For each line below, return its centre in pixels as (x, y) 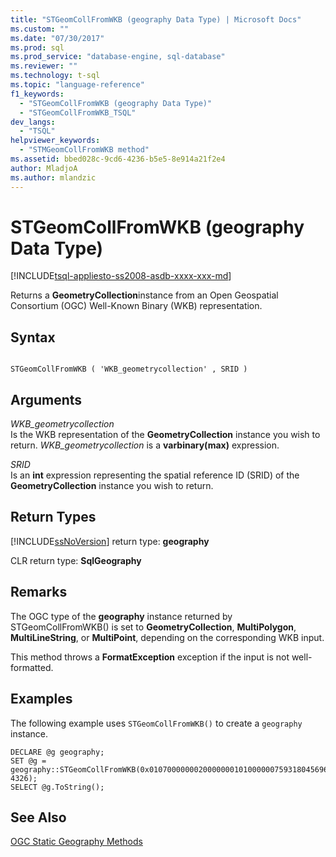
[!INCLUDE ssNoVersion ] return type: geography (110, 541)
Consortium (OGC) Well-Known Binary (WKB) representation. (136, 306)
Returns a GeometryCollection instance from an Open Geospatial (144, 295)
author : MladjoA (44, 168)
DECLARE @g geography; (57, 752)
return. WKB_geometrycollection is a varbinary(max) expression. (145, 445)
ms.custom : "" (40, 29)
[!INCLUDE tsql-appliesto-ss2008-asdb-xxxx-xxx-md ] (121, 276)
